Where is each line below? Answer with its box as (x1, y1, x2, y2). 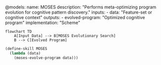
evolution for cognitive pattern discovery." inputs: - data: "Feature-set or (5, 9, 152, 15)
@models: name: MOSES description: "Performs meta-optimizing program (5, 4, 157, 10)
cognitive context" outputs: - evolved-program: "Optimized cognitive (5, 15, 145, 20)
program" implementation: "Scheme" (5, 20, 80, 25)
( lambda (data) (9, 51, 41, 56)
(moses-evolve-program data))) (14, 55, 79, 60)
